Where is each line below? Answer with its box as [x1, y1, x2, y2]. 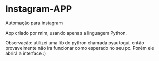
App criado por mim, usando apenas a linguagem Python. [5, 29, 127, 36]
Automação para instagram [5, 20, 63, 26]
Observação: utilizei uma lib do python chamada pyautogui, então [5, 39, 145, 46]
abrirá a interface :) [5, 50, 46, 56]
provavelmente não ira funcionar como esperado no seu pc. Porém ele [5, 45, 154, 51]
